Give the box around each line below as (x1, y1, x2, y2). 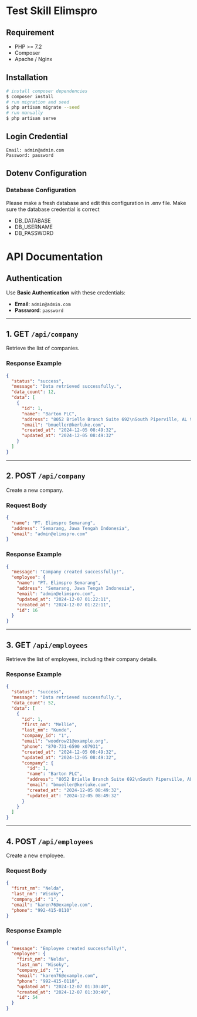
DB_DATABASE (14, 217, 51, 224)
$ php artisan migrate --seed (6, 105, 80, 110)
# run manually (6, 110, 43, 116)
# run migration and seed (6, 99, 69, 105)
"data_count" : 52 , (11, 700, 57, 706)
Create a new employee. (6, 852, 65, 859)
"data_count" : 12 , (11, 389, 57, 395)
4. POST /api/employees (6, 836, 94, 847)
